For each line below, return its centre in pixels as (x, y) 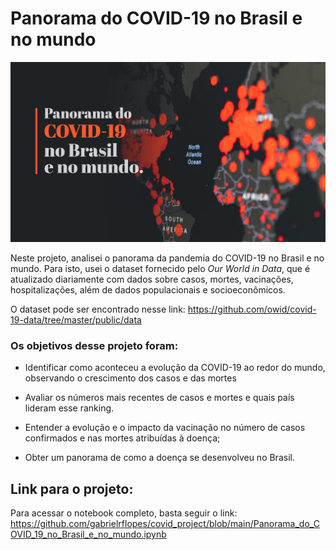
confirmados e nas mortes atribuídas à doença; (122, 438)
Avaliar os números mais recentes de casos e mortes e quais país (159, 398)
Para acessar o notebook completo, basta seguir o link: (124, 513)
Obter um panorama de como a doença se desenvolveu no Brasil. (159, 458)
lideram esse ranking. (69, 408)
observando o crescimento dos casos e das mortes (130, 378)
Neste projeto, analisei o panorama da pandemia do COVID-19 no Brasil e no (167, 258)
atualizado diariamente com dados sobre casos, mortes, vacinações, (152, 279)
